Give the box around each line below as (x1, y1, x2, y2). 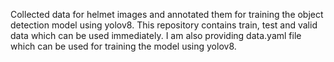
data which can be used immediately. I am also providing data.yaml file (10, 30, 302, 41)
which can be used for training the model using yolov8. (10, 40, 237, 52)
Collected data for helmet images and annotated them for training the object (10, 9, 324, 20)
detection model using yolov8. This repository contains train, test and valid (10, 19, 318, 31)
